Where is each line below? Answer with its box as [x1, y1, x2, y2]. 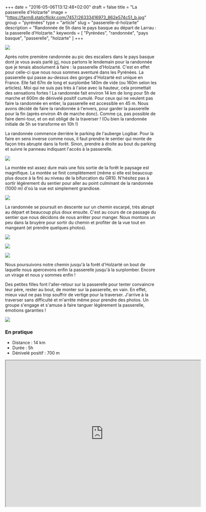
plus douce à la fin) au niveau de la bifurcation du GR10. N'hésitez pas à [5, 175, 150, 181]
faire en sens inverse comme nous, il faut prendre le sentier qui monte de [5, 136, 152, 141]
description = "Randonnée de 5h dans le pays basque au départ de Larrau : [5, 25, 157, 31]
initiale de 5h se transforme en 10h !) [5, 121, 78, 127]
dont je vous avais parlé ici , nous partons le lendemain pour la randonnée [5, 59, 152, 65]
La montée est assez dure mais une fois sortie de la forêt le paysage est [5, 165, 150, 170]
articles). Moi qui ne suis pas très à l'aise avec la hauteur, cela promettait [5, 85, 151, 91]
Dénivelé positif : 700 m [12, 350, 60, 356]
